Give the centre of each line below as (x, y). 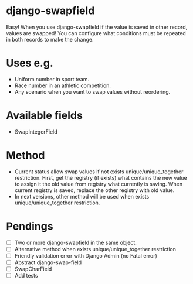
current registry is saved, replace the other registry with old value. (94, 190)
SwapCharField (33, 269)
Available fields (45, 116)
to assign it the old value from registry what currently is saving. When (99, 184)
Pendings (30, 226)
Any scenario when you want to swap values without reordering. (92, 91)
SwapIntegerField (36, 131)
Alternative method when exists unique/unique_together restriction (95, 249)
